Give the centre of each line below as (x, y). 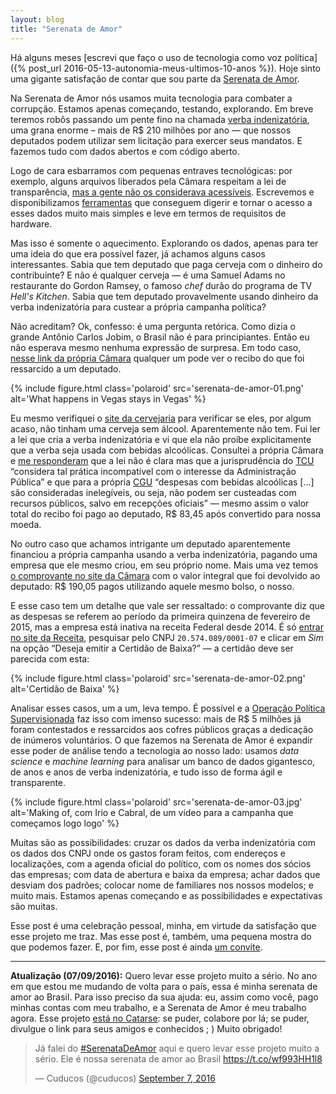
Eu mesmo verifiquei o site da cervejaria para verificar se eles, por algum (161, 418)
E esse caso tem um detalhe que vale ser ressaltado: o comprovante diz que (167, 605)
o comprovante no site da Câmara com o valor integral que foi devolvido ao (165, 575)
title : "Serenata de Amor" (66, 29)
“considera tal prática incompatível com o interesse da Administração (153, 471)
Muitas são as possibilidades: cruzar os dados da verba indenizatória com (163, 842)
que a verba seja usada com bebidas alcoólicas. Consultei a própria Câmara (167, 450)
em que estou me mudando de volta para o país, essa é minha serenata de (164, 986)
